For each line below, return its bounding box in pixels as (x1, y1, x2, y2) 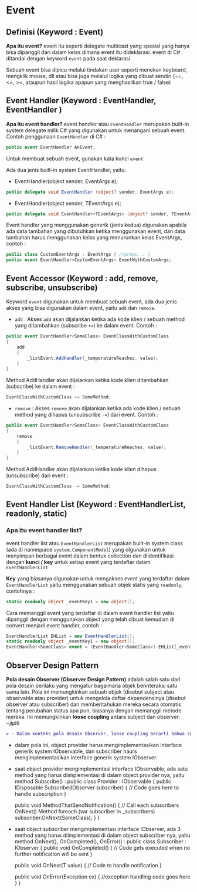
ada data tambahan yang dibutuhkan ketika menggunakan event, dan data (6, 228, 186, 235)
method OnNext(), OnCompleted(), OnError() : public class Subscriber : (14, 837, 186, 845)
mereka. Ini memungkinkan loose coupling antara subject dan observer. (6, 714, 181, 720)
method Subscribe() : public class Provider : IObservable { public (14, 778, 172, 785)
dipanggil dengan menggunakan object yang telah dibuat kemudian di (6, 616, 175, 623)
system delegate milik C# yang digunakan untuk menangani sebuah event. (6, 127, 186, 134)
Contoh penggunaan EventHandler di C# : (6, 133, 106, 140)
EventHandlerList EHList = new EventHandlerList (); (6, 633, 135, 639)
